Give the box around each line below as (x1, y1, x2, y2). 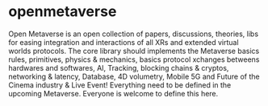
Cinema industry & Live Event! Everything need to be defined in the (8, 79, 232, 90)
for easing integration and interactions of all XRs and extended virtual (8, 37, 240, 47)
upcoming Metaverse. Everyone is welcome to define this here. (8, 88, 219, 98)
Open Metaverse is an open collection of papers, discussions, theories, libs (8, 29, 259, 39)
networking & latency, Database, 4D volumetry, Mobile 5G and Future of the (8, 71, 260, 81)
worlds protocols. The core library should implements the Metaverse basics (8, 46, 260, 55)
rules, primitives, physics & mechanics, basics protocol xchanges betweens (8, 55, 260, 64)
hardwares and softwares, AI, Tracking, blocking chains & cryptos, (8, 63, 229, 72)
